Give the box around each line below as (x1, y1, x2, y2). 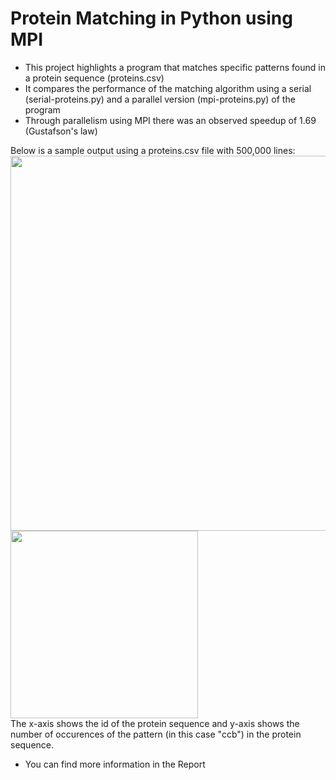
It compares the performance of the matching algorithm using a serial (24, 82, 312, 94)
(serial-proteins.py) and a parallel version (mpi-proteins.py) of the (24, 93, 296, 105)
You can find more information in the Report (24, 758, 206, 770)
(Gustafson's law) (24, 125, 98, 137)
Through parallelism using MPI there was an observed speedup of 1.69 (24, 114, 317, 126)
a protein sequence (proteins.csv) (24, 72, 165, 84)
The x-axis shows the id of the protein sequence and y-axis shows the (10, 717, 300, 729)
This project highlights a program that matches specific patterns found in (24, 61, 326, 73)
